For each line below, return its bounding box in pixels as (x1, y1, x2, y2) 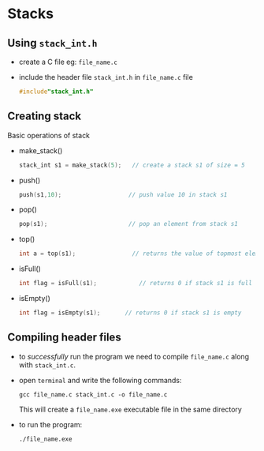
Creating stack (7, 110, 82, 123)
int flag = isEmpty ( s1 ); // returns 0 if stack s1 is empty (18, 309, 242, 317)
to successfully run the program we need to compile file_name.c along (18, 351, 250, 361)
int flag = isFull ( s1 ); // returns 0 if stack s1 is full (18, 280, 253, 288)
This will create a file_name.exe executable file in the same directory (18, 404, 242, 414)
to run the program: (18, 419, 83, 429)
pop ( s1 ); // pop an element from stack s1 (18, 220, 238, 228)
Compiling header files (7, 331, 121, 344)
